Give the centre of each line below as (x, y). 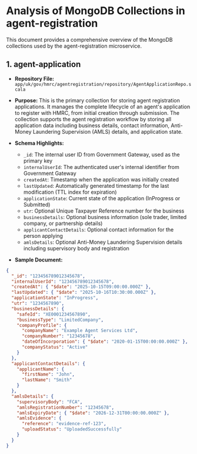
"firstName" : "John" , (48, 375)
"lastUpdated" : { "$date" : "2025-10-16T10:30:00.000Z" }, (84, 293)
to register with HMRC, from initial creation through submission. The (97, 112)
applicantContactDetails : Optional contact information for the (98, 229)
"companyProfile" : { (42, 325)
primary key (38, 161)
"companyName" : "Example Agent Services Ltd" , (80, 331)
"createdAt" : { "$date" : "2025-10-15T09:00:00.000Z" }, (81, 287)
